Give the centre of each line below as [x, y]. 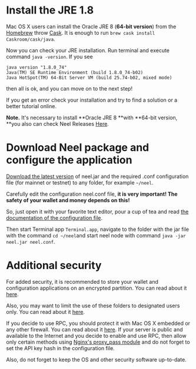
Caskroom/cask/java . [31, 39]
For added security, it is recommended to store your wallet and [82, 281]
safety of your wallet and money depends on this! [68, 200]
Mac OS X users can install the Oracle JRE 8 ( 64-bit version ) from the [91, 26]
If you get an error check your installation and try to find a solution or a [92, 100]
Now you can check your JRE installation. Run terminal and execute [88, 50]
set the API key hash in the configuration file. [60, 348]
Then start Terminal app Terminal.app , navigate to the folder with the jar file [98, 229]
